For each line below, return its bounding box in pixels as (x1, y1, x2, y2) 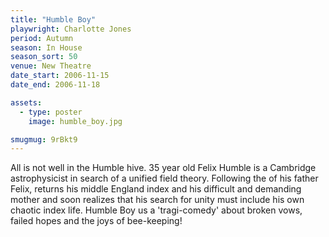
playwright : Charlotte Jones (10, 24, 132, 34)
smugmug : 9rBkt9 (10, 134, 78, 145)
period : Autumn (10, 33, 74, 43)
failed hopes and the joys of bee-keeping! (10, 215, 183, 227)
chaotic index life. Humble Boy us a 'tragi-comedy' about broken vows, (10, 204, 303, 216)
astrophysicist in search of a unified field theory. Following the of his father (10, 172, 319, 185)
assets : (10, 97, 43, 108)
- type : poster (19, 107, 83, 117)
